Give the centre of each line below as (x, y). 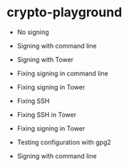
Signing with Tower (45, 59)
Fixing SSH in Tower (46, 114)
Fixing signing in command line (62, 73)
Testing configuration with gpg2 (64, 142)
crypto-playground (64, 12)
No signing (33, 32)
